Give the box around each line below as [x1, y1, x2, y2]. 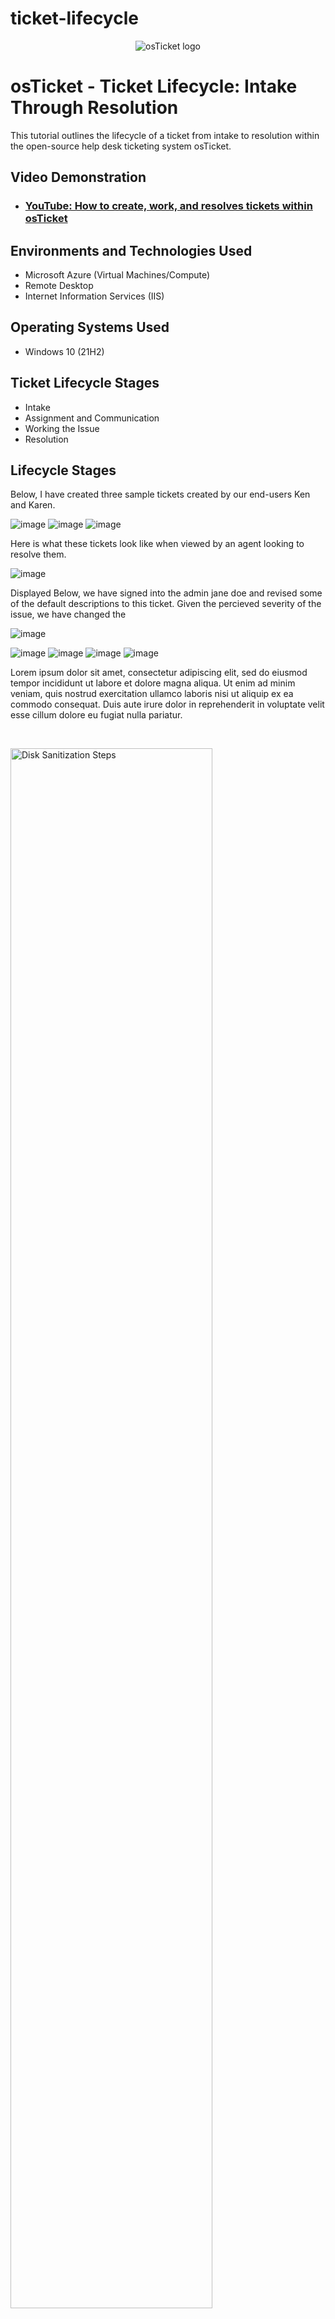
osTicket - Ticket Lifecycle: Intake [10, 75, 298, 98]
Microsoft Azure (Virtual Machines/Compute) [24, 269, 211, 281]
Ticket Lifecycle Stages [10, 375, 160, 392]
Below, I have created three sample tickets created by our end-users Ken [10, 488, 311, 501]
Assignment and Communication [24, 412, 160, 424]
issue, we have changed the [10, 608, 127, 621]
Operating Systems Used [10, 319, 170, 336]
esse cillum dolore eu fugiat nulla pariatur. [10, 709, 183, 721]
